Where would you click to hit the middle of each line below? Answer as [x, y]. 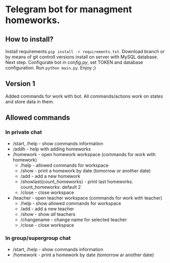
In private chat [24, 133]
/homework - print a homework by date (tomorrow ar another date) [83, 255]
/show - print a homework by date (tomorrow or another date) [86, 170]
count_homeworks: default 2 [50, 187]
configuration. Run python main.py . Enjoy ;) [51, 68]
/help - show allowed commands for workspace [71, 203]
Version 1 [20, 84]
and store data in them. [30, 101]
